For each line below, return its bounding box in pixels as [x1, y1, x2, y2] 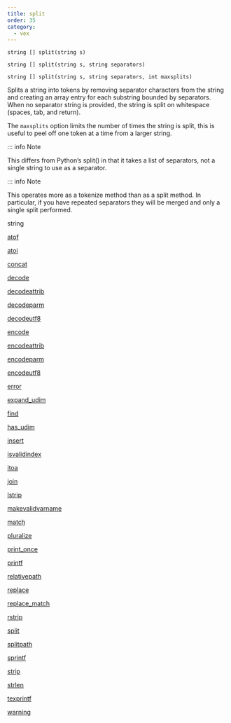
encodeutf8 [7, 369, 41, 377]
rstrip [7, 613, 23, 621]
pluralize [7, 532, 32, 540]
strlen [7, 681, 24, 689]
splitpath [7, 640, 33, 649]
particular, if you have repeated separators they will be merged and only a [7, 198, 220, 207]
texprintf [7, 694, 31, 703]
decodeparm [7, 301, 45, 309]
